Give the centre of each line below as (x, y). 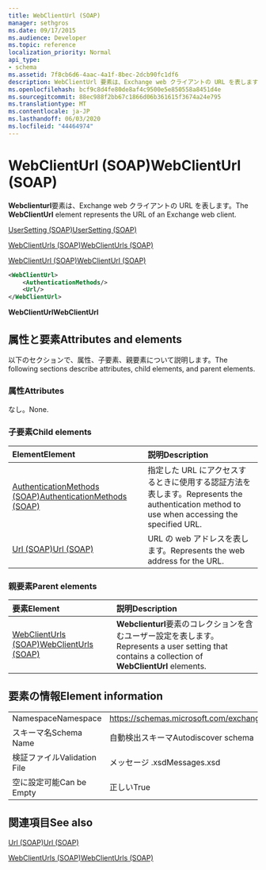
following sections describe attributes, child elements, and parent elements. (132, 369)
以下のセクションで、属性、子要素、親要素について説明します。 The (118, 360)
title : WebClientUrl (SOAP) (55, 15)
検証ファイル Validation (54, 757)
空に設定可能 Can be (49, 782)
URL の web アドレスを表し (198, 538)
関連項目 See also (51, 823)
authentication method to (194, 504)
